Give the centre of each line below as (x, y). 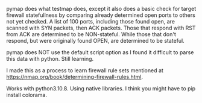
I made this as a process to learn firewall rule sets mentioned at (85, 70)
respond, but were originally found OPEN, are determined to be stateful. (96, 41)
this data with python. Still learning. (50, 59)
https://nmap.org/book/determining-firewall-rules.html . (75, 77)
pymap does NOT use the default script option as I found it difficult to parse (100, 52)
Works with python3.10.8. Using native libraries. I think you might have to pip (101, 89)
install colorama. (27, 95)
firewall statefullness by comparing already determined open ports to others (101, 15)
